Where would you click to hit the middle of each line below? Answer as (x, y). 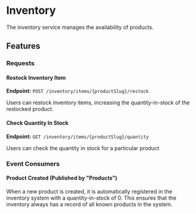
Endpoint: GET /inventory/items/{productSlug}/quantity (77, 136)
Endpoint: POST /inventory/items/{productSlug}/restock (77, 91)
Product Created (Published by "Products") (62, 178)
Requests (21, 63)
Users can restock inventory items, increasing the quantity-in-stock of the (98, 102)
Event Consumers (33, 163)
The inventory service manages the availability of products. (80, 27)
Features (23, 46)
